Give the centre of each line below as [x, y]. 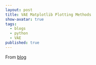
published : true [22, 43]
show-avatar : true [25, 19]
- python [19, 33]
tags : [11, 24]
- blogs [18, 29]
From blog [16, 57]
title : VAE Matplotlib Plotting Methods [49, 15]
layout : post [19, 10]
